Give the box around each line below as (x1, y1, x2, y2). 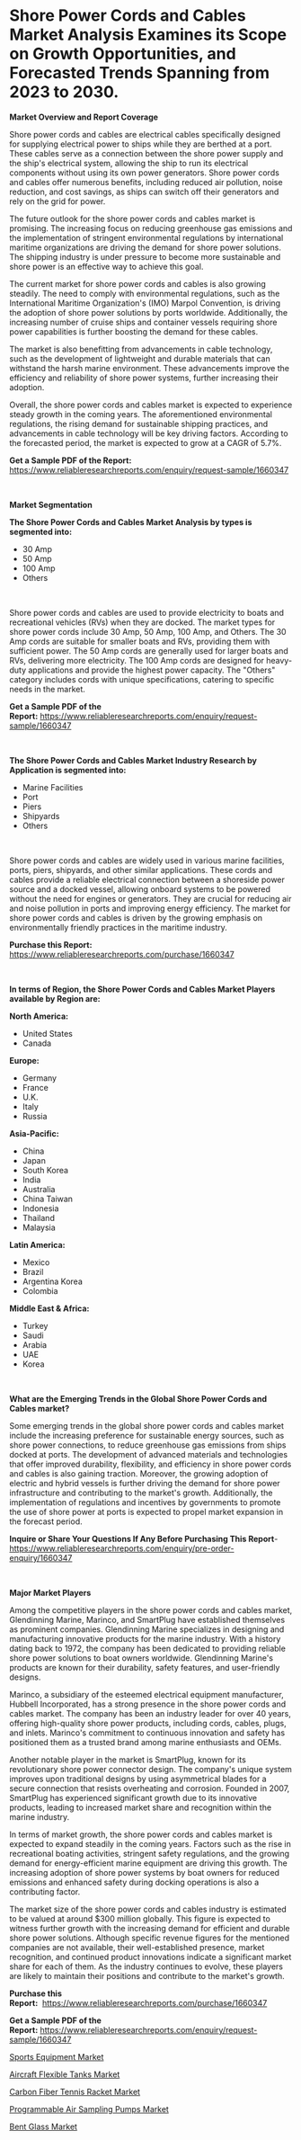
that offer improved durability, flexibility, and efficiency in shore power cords (9, 1458, 292, 1469)
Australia (22, 1183, 56, 1194)
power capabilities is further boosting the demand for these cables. (9, 325, 259, 337)
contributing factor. (9, 1886, 81, 1897)
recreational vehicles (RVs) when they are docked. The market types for (9, 617, 276, 628)
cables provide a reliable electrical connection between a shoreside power (9, 874, 286, 885)
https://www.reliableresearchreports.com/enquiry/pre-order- (9, 1543, 235, 1554)
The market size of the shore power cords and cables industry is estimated (9, 1904, 288, 1914)
